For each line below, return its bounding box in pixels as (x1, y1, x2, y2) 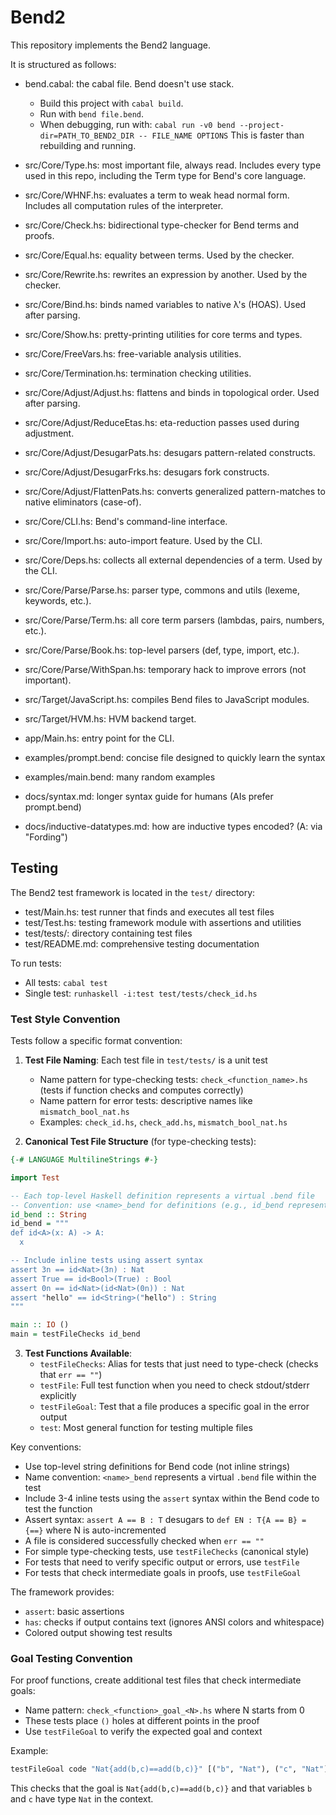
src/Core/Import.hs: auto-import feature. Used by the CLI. (24, 534, 263, 546)
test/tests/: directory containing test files (24, 927, 193, 939)
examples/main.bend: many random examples (24, 771, 216, 783)
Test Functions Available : (24, 1347, 133, 1360)
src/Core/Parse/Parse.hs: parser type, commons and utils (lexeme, (24, 584, 300, 596)
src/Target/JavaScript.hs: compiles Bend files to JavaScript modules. (24, 693, 310, 705)
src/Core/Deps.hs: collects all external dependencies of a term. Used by (24, 554, 323, 566)
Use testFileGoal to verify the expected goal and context (24, 1726, 263, 1738)
